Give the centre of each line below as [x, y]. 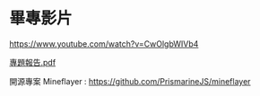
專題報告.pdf [33, 62]
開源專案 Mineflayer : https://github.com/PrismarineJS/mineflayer [130, 81]
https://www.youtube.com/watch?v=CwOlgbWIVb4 [104, 44]
